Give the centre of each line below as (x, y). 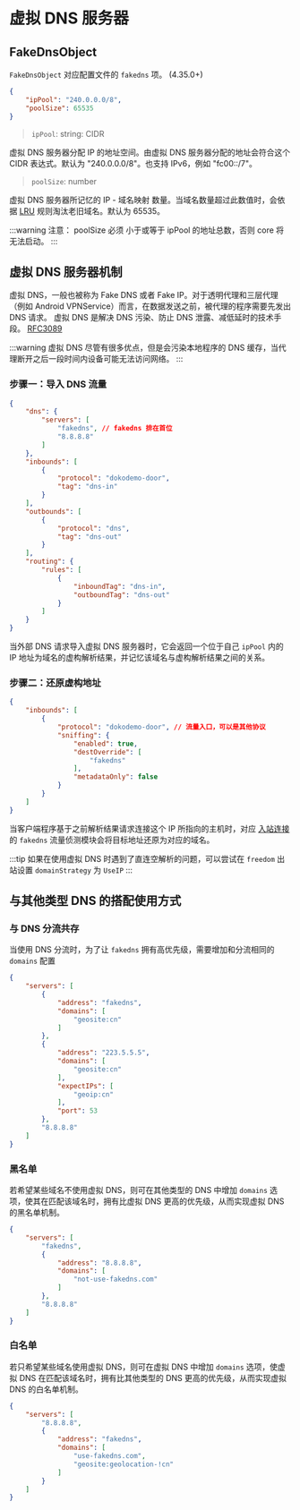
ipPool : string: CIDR (68, 133)
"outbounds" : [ (54, 511)
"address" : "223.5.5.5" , (103, 1053)
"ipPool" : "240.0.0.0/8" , (74, 99)
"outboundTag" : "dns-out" (121, 595)
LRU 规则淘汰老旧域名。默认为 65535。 (92, 210)
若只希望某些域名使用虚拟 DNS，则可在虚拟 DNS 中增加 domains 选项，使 (144, 1367)
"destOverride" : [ (107, 752)
